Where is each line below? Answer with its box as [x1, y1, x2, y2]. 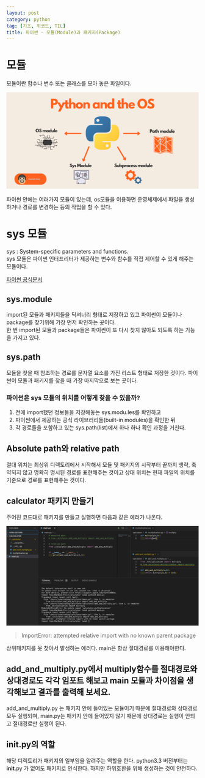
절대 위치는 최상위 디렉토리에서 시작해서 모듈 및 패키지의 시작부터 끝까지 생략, [6, 461, 190, 468]
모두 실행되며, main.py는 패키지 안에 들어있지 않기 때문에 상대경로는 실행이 [6, 712, 184, 719]
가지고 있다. [12, 334, 41, 341]
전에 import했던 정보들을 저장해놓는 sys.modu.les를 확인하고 [15, 409, 162, 416]
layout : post [6, 10, 40, 16]
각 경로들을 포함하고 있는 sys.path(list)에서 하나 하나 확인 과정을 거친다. [15, 424, 186, 431]
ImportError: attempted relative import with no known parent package [21, 632, 196, 640]
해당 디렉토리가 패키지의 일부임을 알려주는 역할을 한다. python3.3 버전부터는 [6, 757, 188, 764]
